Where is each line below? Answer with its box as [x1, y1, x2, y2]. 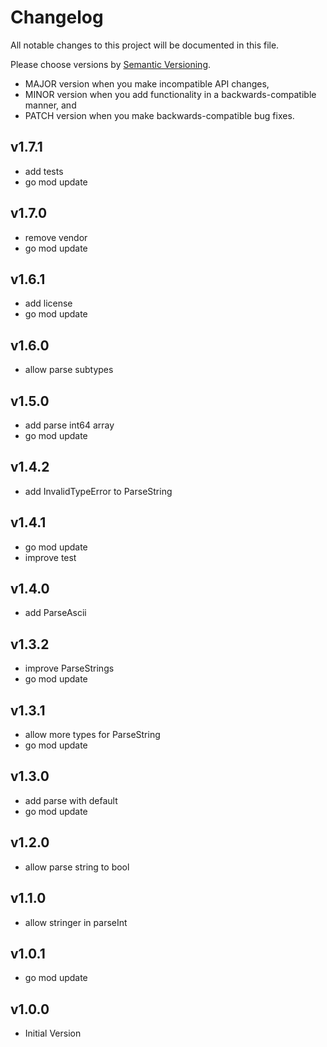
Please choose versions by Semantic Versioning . [10, 58, 212, 70]
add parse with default [24, 794, 118, 806]
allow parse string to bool [24, 861, 130, 873]
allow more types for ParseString [24, 729, 161, 741]
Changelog [10, 6, 104, 29]
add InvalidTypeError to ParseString [24, 485, 173, 497]
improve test [24, 551, 77, 563]
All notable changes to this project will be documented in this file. [10, 39, 280, 51]
